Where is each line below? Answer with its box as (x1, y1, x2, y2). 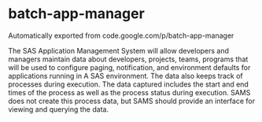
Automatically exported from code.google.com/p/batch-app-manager (8, 31, 234, 40)
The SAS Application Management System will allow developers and (8, 46, 230, 55)
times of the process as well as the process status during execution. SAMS (8, 87, 251, 97)
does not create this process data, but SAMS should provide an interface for (8, 96, 256, 105)
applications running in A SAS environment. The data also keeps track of (8, 71, 243, 80)
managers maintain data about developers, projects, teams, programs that (8, 54, 249, 64)
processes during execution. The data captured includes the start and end (8, 79, 249, 89)
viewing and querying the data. (8, 104, 109, 114)
